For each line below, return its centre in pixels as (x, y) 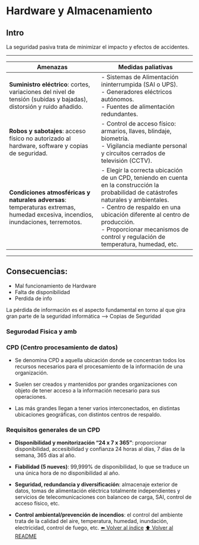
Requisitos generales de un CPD (53, 430)
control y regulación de (133, 237)
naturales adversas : (38, 200)
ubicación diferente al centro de (145, 215)
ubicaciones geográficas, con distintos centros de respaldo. (88, 415)
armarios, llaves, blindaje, (136, 131)
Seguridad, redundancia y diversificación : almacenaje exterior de (96, 485)
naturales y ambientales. (135, 200)
